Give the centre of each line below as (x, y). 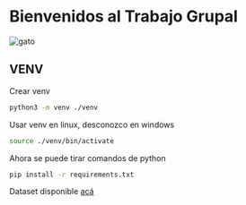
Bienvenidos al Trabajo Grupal (123, 17)
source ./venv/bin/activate (62, 141)
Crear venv (30, 90)
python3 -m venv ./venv (54, 107)
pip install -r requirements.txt (72, 175)
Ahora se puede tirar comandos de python (88, 158)
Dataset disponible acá (52, 192)
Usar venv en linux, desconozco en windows (92, 124)
